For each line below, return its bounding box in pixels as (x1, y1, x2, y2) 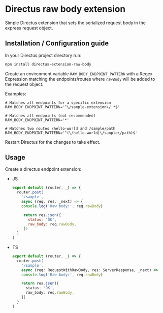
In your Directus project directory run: (5, 52, 82, 58)
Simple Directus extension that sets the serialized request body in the (5, 20, 146, 26)
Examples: (5, 91, 26, 96)
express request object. (5, 25, 53, 31)
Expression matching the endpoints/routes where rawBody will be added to (5, 76, 155, 82)
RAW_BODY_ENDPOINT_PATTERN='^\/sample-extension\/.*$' (5, 104, 120, 109)
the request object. (5, 81, 44, 87)
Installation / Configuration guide (5, 39, 109, 48)
